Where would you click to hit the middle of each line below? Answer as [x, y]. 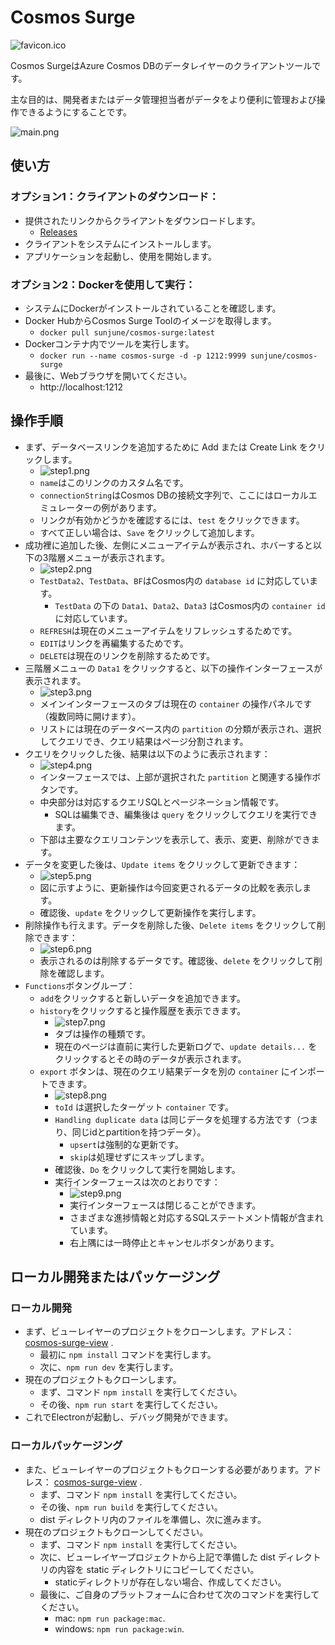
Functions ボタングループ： [80, 985]
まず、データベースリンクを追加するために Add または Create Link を [166, 447]
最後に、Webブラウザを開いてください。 [108, 375]
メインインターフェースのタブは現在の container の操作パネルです [176, 703]
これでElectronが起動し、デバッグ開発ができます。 [129, 1417]
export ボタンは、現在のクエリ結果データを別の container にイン [173, 1071]
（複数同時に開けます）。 [90, 716]
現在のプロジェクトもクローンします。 [103, 1380]
